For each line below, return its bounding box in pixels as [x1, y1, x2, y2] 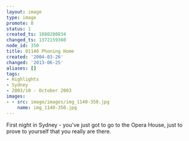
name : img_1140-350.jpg [17, 104, 78, 111]
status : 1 [6, 25, 31, 32]
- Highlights [6, 76, 39, 82]
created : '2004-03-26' [6, 54, 64, 60]
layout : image [6, 8, 42, 15]
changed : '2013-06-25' [6, 59, 64, 65]
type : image [6, 15, 36, 21]
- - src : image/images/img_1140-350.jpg [6, 99, 110, 105]
